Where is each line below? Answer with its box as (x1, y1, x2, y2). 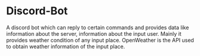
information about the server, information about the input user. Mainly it (6, 30, 181, 37)
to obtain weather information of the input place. (6, 43, 125, 50)
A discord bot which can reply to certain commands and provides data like (6, 24, 189, 31)
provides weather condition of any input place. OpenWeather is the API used (6, 36, 194, 43)
